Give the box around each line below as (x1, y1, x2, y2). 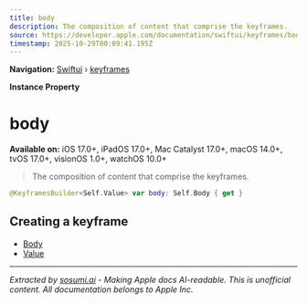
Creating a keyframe (9, 214, 129, 229)
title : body (9, 13, 55, 23)
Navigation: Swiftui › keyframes (9, 64, 131, 75)
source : (9, 30, 39, 39)
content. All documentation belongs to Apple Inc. (9, 284, 194, 295)
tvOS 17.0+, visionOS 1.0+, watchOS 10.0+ (9, 153, 167, 164)
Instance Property (9, 81, 80, 92)
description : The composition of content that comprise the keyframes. (9, 22, 288, 31)
